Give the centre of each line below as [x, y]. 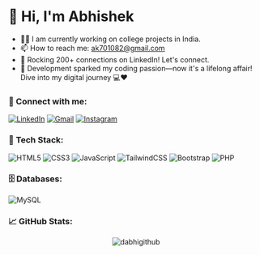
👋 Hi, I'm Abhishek [71, 17]
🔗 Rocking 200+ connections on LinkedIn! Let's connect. [115, 59]
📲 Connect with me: [48, 101]
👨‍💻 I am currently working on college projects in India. [110, 39]
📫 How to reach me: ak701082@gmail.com [92, 48]
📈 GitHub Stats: [40, 221]
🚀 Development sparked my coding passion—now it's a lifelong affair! [136, 68]
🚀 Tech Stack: [36, 140]
